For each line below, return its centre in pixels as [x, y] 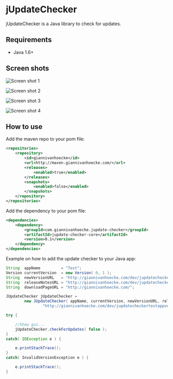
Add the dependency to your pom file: [46, 211]
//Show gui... [30, 325]
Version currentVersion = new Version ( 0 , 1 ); [59, 273]
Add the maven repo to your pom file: [45, 139]
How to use [24, 127]
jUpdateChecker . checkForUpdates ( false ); [61, 329]
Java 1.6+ [23, 52]
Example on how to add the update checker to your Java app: [71, 259]
